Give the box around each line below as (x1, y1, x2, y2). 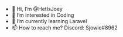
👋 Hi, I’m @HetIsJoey (11, 6, 63, 12)
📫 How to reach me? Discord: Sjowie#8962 (11, 24, 118, 31)
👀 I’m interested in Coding (11, 12, 74, 18)
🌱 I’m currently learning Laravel (11, 18, 87, 24)
